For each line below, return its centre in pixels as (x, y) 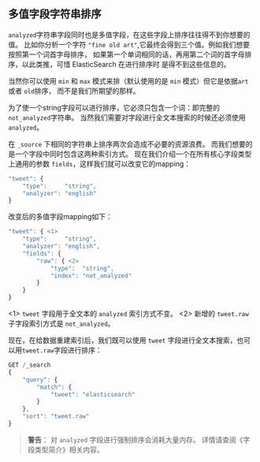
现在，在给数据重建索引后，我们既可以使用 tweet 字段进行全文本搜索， (123, 341)
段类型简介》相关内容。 (65, 449)
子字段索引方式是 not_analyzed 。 (61, 324)
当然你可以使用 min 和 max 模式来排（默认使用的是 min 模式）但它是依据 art (128, 80)
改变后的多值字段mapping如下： (60, 217)
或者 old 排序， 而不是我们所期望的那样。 (74, 91)
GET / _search (30, 365)
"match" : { (54, 387)
